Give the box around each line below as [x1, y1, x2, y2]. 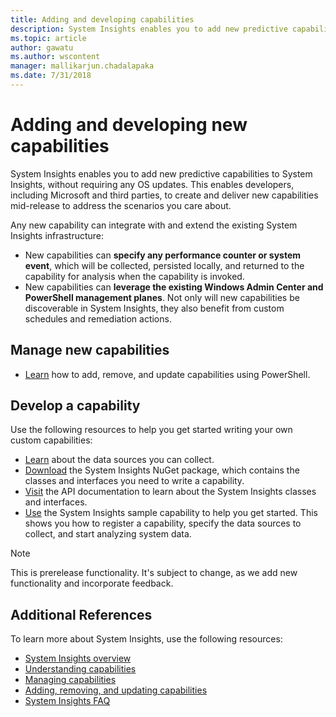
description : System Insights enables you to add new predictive [10, 24, 288, 34]
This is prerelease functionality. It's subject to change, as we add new [10, 567, 298, 579]
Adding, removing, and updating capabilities [24, 684, 208, 696]
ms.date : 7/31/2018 [10, 71, 92, 81]
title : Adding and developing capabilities [10, 14, 195, 25]
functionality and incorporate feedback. [10, 577, 174, 590]
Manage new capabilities [10, 342, 170, 359]
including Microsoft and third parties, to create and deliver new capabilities [10, 189, 319, 201]
